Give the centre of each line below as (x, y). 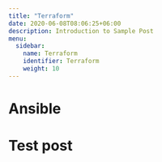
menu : (17, 38)
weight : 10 (41, 69)
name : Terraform (51, 53)
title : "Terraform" (41, 16)
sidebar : (30, 46)
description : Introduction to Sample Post (81, 31)
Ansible (35, 108)
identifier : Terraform (61, 62)
